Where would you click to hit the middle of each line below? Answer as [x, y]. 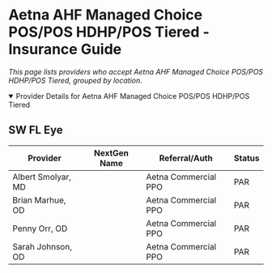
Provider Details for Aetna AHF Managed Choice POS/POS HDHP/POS [133, 96]
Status [246, 158]
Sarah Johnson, [42, 246]
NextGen [112, 153]
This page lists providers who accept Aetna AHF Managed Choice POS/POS [136, 71]
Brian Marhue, [39, 200]
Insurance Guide [65, 49]
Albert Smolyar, [42, 177]
